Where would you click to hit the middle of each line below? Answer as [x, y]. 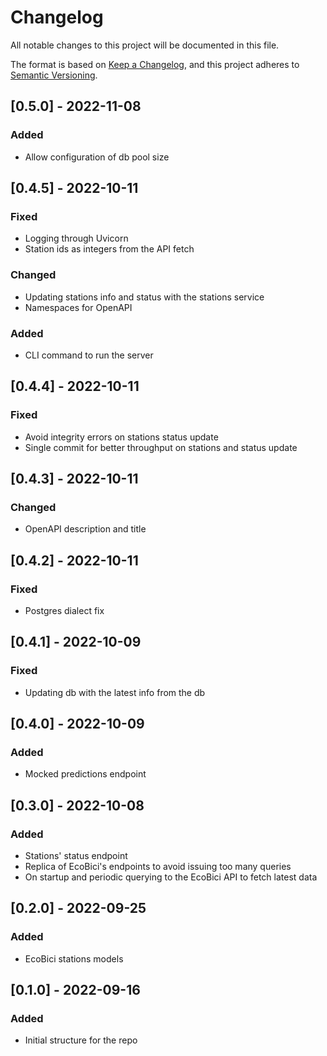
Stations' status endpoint [76, 856]
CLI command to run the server [89, 355]
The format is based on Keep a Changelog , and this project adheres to [155, 64]
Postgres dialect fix [64, 610]
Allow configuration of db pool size [97, 157]
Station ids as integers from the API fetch [109, 249]
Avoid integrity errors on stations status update [121, 437]
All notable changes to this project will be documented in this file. [145, 45]
